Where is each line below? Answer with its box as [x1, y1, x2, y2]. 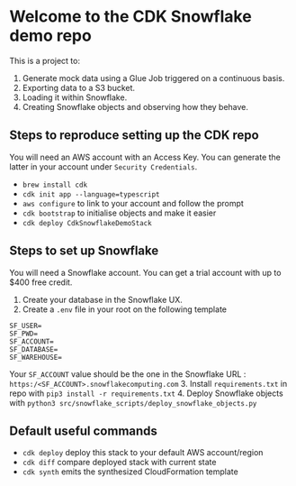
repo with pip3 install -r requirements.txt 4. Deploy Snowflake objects [9, 388, 283, 399]
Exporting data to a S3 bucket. [22, 82, 136, 93]
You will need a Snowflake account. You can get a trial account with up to [9, 267, 282, 278]
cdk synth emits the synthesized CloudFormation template [22, 466, 238, 477]
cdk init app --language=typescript [22, 189, 160, 199]
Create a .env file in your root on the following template [22, 304, 228, 315]
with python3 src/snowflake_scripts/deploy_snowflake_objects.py [9, 397, 257, 408]
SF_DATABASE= [9, 344, 58, 353]
